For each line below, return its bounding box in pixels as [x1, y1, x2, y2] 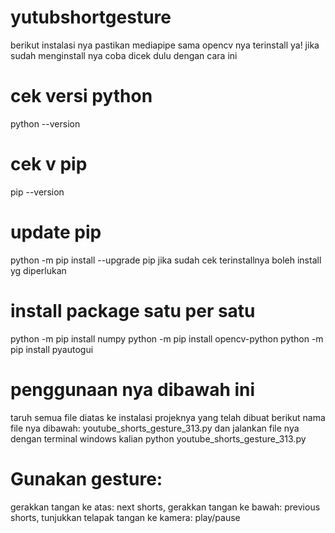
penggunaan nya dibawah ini [10, 378, 256, 401]
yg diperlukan [10, 264, 67, 276]
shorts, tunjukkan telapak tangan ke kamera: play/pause [10, 511, 241, 523]
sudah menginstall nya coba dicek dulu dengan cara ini [10, 49, 238, 61]
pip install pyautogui [10, 343, 94, 355]
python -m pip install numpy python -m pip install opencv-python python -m [10, 332, 324, 345]
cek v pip [10, 153, 88, 176]
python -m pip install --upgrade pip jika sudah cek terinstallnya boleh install [10, 254, 322, 266]
